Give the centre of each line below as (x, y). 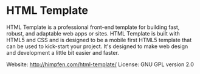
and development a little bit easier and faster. (63, 52)
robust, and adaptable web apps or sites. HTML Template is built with (93, 33)
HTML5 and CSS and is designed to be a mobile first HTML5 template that (99, 40)
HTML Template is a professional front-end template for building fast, (93, 27)
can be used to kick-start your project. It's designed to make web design (97, 46)
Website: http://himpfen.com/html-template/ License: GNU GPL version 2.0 (100, 64)
